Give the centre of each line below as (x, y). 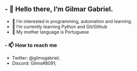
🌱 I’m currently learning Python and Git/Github (59, 26)
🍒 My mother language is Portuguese (50, 32)
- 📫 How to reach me (31, 45)
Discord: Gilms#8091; (34, 63)
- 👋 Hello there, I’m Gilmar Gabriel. (59, 9)
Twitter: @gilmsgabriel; (36, 58)
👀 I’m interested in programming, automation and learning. (72, 21)
